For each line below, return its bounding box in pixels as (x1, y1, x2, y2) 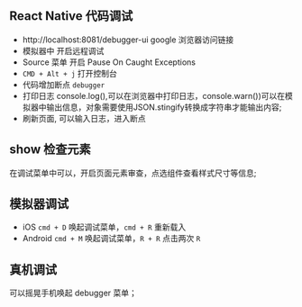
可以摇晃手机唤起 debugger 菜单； (9, 287, 138, 299)
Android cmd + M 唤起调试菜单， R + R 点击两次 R (22, 233, 201, 244)
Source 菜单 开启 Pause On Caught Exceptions (22, 57, 197, 68)
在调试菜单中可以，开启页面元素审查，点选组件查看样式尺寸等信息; (9, 167, 257, 178)
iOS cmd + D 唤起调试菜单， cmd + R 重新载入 (22, 221, 187, 232)
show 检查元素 (9, 142, 92, 158)
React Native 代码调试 (9, 8, 133, 24)
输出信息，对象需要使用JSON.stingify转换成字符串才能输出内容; (46, 102, 282, 113)
